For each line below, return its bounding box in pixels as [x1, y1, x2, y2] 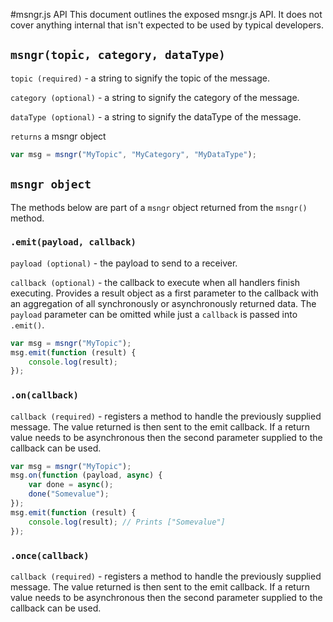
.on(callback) [10, 390, 79, 401]
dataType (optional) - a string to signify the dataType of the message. [10, 110, 302, 123]
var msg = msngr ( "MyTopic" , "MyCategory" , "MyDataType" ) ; [10, 149, 257, 159]
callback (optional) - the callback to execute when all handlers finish [10, 276, 300, 288]
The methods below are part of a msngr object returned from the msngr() [10, 201, 308, 213]
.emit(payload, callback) [10, 237, 137, 248]
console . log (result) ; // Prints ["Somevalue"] [28, 517, 226, 527]
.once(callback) [10, 550, 90, 561]
